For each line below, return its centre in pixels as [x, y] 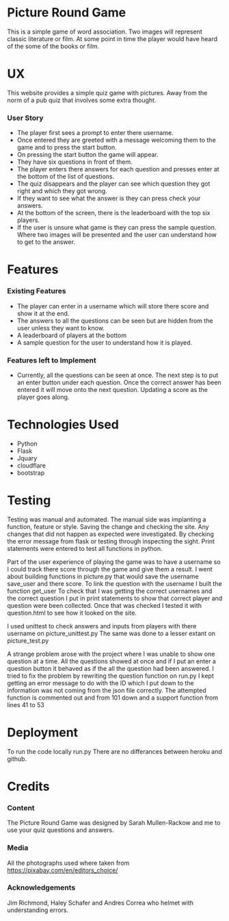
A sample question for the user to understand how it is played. [105, 342]
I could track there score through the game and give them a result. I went [110, 569]
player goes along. [43, 397]
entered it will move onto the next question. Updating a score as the [112, 389]
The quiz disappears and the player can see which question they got [113, 184]
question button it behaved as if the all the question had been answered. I [110, 668]
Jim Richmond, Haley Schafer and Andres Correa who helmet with [100, 902]
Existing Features [37, 291]
